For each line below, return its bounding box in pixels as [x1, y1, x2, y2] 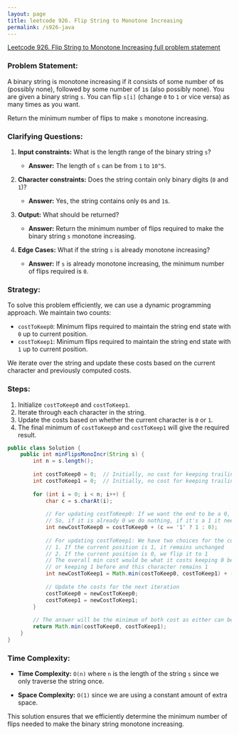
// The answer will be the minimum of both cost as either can [33, 617, 224, 624]
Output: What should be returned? [17, 210, 119, 219]
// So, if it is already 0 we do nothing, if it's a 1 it [45, 517, 221, 524]
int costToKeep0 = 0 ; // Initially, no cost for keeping [33, 471, 208, 478]
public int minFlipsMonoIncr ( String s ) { [20, 451, 144, 458]
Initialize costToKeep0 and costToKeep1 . [17, 400, 130, 409]
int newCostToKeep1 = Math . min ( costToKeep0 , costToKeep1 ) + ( [45, 570, 234, 578]
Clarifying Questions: [7, 131, 83, 141]
